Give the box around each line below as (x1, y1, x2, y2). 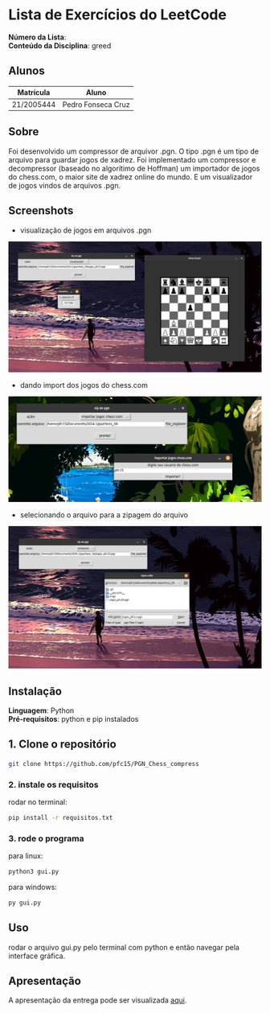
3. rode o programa (8, 833, 84, 844)
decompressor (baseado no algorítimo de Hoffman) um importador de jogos (8, 163, 260, 173)
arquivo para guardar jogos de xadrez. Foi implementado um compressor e (8, 154, 256, 164)
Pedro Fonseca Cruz (62, 99, 130, 109)
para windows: (8, 882, 58, 892)
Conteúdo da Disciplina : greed (8, 40, 112, 50)
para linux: (8, 851, 43, 861)
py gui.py (8, 899, 42, 907)
